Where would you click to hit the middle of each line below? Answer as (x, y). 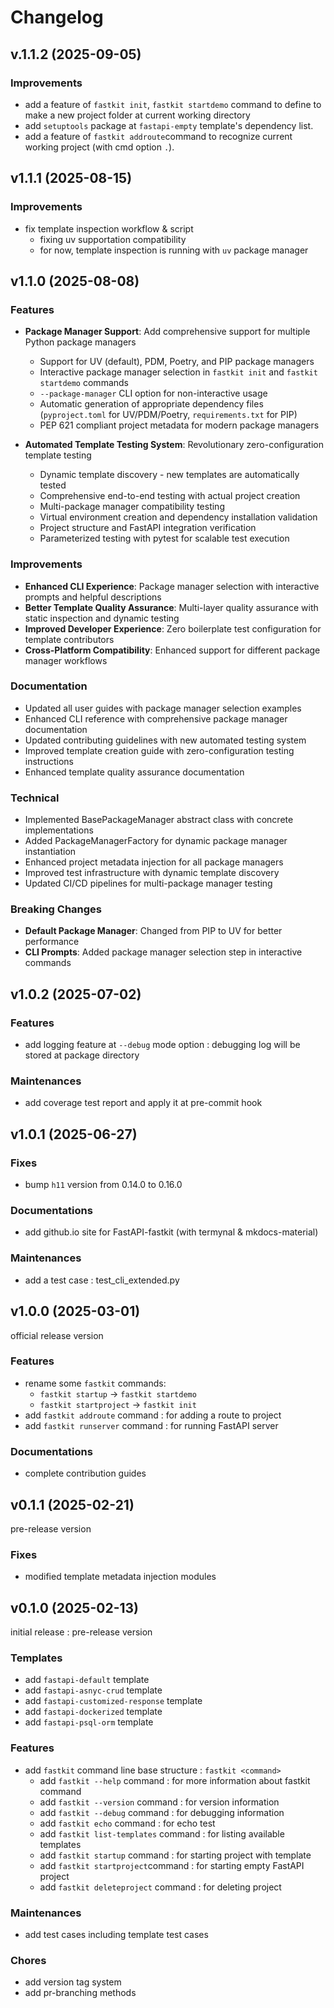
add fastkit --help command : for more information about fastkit (175, 1780)
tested (53, 485)
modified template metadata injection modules (120, 1577)
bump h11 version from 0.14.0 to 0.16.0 (103, 1185)
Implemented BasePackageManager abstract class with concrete (159, 820)
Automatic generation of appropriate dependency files (151, 404)
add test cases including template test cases (116, 1934)
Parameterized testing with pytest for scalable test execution (164, 538)
